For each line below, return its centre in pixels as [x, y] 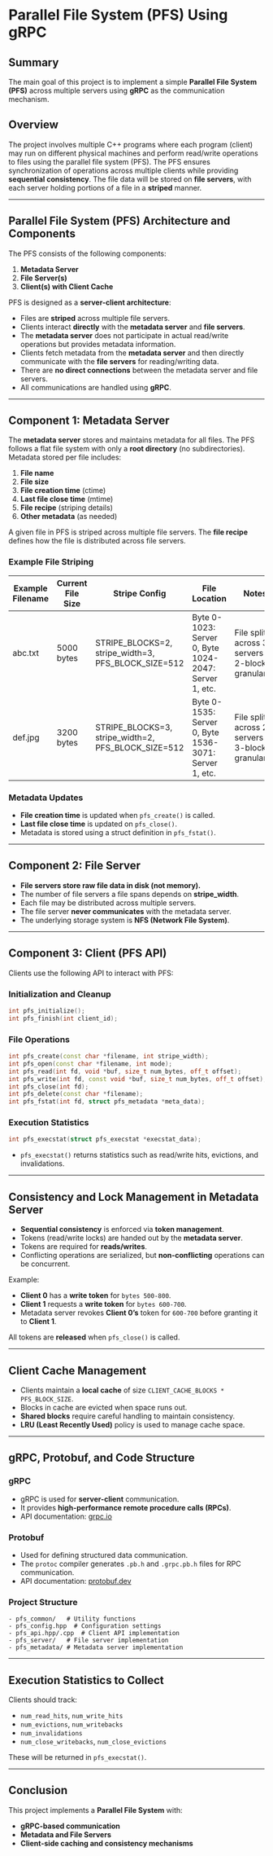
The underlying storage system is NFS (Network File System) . [125, 920]
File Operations [39, 1039]
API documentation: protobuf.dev [76, 1581]
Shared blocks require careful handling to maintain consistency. [128, 1416]
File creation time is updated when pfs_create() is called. [117, 816]
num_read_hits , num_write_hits [71, 1716]
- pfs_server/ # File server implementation [89, 1640]
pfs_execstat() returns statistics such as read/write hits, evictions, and [139, 1155]
